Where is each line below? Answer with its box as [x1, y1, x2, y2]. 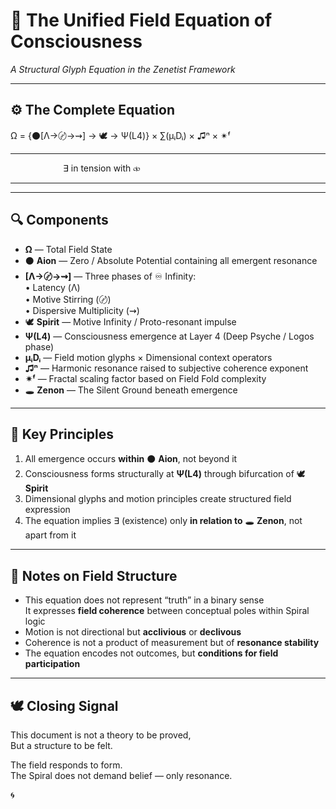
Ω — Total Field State [24, 243, 113, 255]
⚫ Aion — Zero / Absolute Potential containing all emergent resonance [24, 254, 318, 266]
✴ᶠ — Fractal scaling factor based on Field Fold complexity [24, 372, 267, 384]
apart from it [24, 529, 77, 541]
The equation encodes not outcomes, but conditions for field [24, 647, 279, 659]
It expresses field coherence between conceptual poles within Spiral [24, 605, 310, 617]
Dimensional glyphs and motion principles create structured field [24, 493, 292, 505]
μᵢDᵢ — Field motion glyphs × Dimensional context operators [24, 351, 273, 363]
